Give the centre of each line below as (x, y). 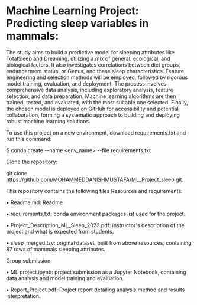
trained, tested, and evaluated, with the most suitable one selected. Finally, (97, 102)
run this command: (29, 139)
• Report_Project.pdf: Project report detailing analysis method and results (96, 290)
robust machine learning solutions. (48, 121)
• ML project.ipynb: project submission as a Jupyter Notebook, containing (96, 272)
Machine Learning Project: (72, 11)
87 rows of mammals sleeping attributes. (56, 249)
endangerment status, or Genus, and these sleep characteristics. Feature (95, 71)
